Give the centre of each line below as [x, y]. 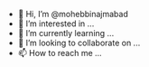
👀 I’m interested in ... [56, 24]
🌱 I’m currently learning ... [66, 33]
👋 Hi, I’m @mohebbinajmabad [73, 14]
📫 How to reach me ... [60, 53]
